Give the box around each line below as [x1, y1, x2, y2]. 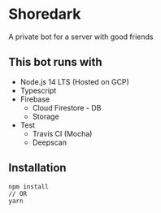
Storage [32, 111, 59, 121]
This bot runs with [8, 55, 103, 69]
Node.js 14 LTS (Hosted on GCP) [20, 76, 130, 86]
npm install [8, 182, 49, 191]
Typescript [20, 85, 57, 95]
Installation [8, 161, 67, 175]
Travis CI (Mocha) [32, 128, 93, 138]
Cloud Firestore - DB [32, 102, 102, 112]
